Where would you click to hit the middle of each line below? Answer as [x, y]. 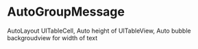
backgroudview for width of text [52, 37]
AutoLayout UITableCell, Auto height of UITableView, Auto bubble [99, 31]
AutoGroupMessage [66, 12]
